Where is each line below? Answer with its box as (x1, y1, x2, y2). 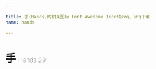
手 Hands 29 (5, 51, 46, 65)
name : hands (5, 19, 35, 25)
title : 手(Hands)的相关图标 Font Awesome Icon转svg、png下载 (5, 14, 150, 19)
